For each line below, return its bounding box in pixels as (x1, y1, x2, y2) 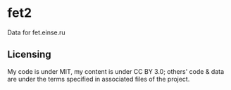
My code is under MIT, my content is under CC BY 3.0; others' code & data (7, 67, 225, 75)
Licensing (7, 49, 51, 60)
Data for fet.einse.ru (7, 28, 65, 37)
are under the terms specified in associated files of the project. (7, 75, 190, 83)
